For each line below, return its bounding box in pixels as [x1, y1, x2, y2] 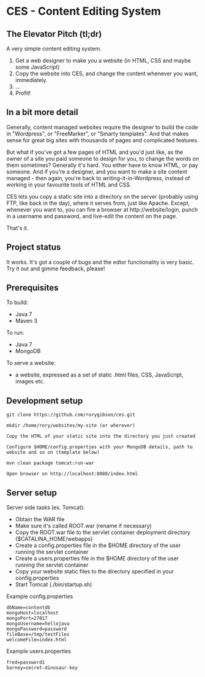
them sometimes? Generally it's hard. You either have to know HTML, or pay [6, 161, 198, 169]
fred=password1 [6, 659, 45, 666]
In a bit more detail [6, 107, 78, 118]
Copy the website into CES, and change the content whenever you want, [15, 70, 198, 77]
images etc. [15, 378, 45, 385]
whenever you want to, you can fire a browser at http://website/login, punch [6, 205, 198, 213]
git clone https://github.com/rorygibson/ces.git [6, 412, 136, 418]
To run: [6, 329, 24, 337]
